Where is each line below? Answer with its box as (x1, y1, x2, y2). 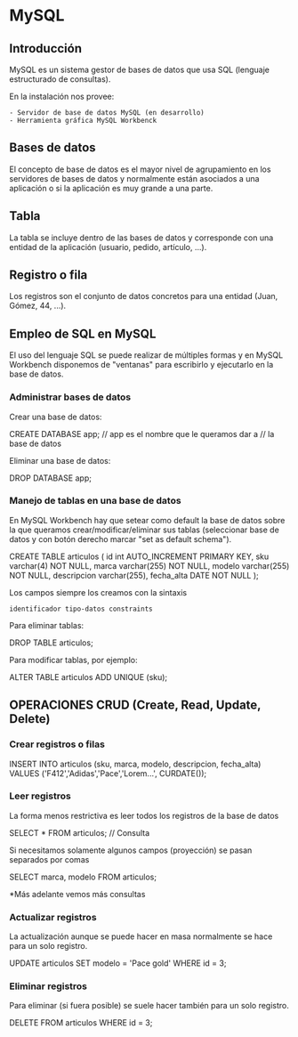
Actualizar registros (9, 911, 97, 923)
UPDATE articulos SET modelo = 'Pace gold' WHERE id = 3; (9, 958, 227, 968)
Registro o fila (9, 268, 88, 283)
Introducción (9, 41, 83, 56)
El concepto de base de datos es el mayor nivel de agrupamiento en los (9, 164, 271, 174)
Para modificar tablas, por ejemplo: (9, 654, 138, 665)
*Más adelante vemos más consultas (9, 888, 146, 899)
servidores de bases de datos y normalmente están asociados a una (9, 173, 260, 183)
